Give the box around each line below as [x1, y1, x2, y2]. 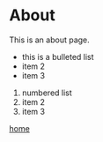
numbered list [21, 87, 72, 98]
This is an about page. [9, 34, 90, 45]
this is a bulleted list [21, 51, 94, 62]
